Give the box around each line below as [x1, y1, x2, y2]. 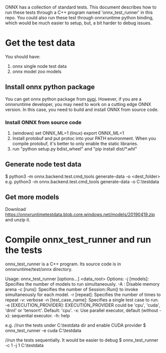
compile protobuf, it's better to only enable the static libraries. [12, 141, 139, 147]
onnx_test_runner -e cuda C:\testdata [5, 327, 82, 333]
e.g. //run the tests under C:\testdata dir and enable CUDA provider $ [5, 322, 146, 328]
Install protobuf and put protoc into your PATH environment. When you [12, 136, 156, 142]
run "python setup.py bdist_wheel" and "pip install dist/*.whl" [12, 146, 137, 152]
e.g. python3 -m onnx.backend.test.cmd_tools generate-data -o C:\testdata [5, 178, 160, 185]
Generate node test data [5, 160, 82, 169]
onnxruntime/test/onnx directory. [5, 266, 73, 272]
